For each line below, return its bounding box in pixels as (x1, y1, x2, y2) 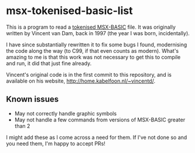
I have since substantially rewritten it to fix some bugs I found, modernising (6, 41, 187, 48)
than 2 (14, 122, 30, 130)
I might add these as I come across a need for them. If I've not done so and (6, 134, 187, 141)
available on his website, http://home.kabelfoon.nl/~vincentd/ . (6, 77, 156, 84)
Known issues (6, 94, 59, 104)
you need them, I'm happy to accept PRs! (6, 140, 105, 147)
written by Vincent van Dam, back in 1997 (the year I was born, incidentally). (6, 29, 190, 36)
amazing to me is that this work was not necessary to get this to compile (6, 53, 181, 60)
